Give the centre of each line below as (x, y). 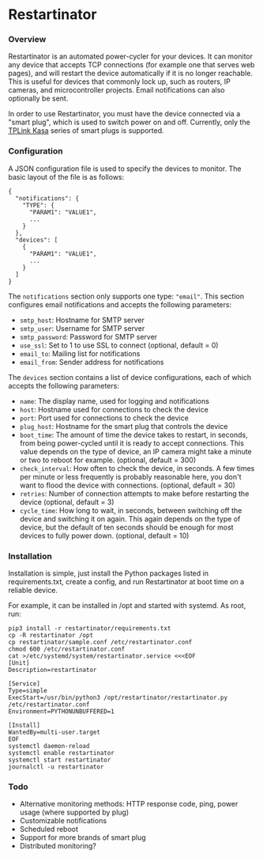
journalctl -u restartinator (56, 767)
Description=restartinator (53, 670)
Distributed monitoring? (58, 846)
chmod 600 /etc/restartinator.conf (67, 649)
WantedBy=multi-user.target (54, 733)
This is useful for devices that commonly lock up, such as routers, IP (119, 82)
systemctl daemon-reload (49, 746)
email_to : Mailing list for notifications (80, 353)
